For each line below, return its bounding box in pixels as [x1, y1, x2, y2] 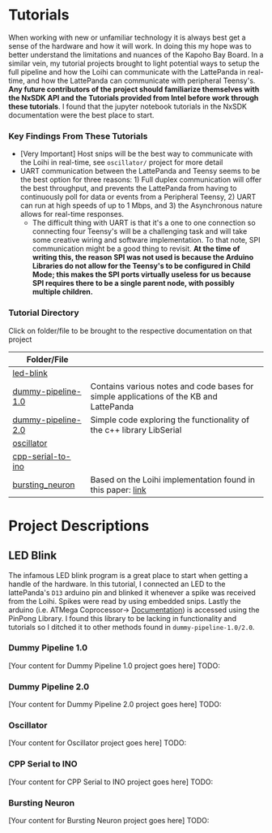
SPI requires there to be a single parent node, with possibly [32, 278, 235, 288]
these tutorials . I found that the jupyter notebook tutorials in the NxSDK [8, 101, 247, 111]
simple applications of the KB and [90, 391, 219, 402]
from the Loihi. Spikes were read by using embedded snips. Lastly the [8, 596, 241, 606]
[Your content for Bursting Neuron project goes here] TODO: [8, 816, 210, 826]
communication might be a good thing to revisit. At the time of [32, 244, 240, 253]
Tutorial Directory [8, 307, 79, 318]
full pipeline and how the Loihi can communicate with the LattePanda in [8, 67, 247, 76]
